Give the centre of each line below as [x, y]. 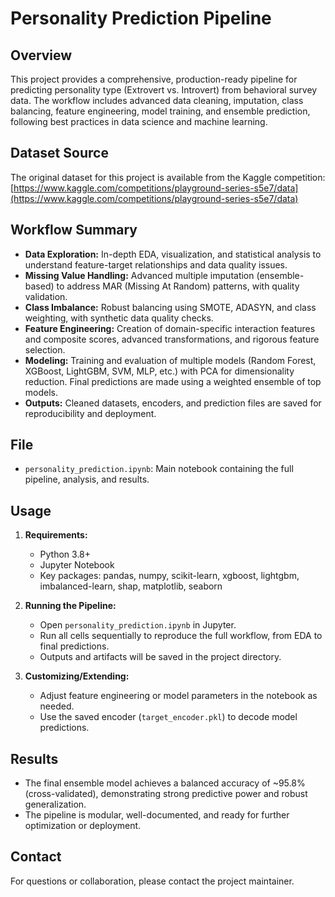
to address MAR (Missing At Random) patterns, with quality [178, 286]
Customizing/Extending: [77, 676]
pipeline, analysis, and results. [87, 479]
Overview [41, 55]
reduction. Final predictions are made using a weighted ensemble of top [173, 381]
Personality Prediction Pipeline [141, 18]
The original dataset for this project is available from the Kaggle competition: [168, 177]
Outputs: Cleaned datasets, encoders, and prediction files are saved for [173, 403]
